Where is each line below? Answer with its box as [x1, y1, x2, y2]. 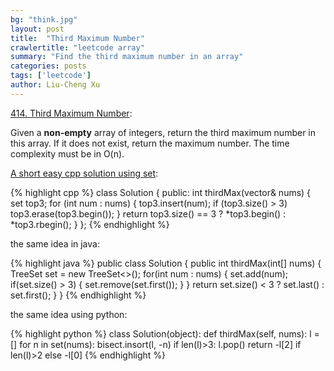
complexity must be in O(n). [10, 147, 125, 160]
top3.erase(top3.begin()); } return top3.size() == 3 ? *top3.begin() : [10, 207, 287, 220]
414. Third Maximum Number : [10, 107, 133, 119]
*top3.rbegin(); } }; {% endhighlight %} [10, 218, 170, 230]
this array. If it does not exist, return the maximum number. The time [10, 137, 290, 149]
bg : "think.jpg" [10, 14, 78, 25]
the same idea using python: [10, 308, 128, 320]
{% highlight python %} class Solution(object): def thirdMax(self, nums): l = [10, 327, 320, 340]
